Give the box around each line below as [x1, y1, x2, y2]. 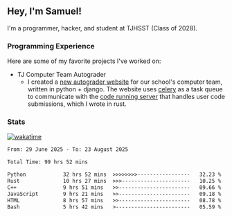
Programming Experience [7, 41, 95, 51]
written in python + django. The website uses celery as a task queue [27, 85, 223, 93]
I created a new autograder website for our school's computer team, [27, 78, 223, 86]
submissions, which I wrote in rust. [27, 100, 127, 108]
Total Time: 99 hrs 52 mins [7, 159, 89, 165]
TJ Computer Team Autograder [17, 71, 106, 79]
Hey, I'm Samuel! [7, 6, 82, 17]
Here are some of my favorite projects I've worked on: [7, 57, 161, 65]
